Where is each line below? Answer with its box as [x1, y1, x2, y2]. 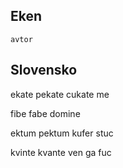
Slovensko [10, 62, 78, 79]
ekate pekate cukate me [10, 88, 110, 100]
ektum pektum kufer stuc [10, 127, 114, 139]
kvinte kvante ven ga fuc [10, 146, 112, 158]
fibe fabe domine [10, 107, 81, 119]
